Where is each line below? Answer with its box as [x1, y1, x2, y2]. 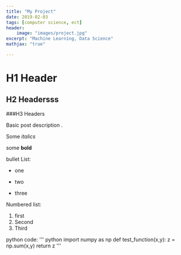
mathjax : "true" [6, 42, 46, 47]
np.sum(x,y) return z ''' [6, 242, 61, 249]
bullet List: [6, 156, 31, 163]
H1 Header [6, 71, 57, 85]
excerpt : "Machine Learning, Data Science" [6, 36, 114, 42]
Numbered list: [6, 201, 42, 208]
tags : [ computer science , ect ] [6, 19, 82, 25]
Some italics [6, 133, 36, 140]
